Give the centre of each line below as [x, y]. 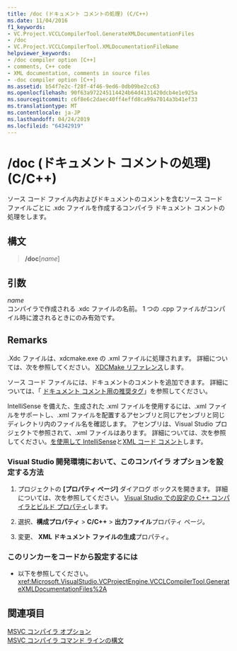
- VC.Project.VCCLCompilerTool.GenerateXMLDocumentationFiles [101, 34]
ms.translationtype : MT [42, 106]
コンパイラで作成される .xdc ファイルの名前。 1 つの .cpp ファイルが [107, 309]
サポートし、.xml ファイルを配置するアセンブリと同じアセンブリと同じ [122, 414]
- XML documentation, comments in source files [79, 73]
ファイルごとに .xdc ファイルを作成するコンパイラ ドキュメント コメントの [116, 208]
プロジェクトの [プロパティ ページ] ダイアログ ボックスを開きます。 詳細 [123, 489]
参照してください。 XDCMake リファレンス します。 [113, 367]
